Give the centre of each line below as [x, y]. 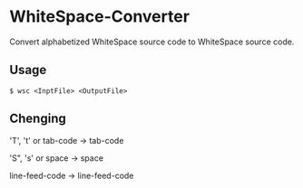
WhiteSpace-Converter [100, 17]
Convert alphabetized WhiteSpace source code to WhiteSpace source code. [152, 42]
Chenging [38, 119]
